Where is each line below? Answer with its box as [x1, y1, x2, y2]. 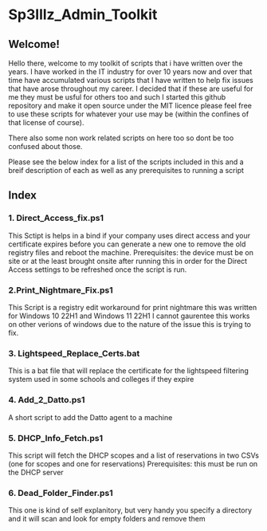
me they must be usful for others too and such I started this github [8, 92, 226, 101]
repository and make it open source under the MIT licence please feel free [8, 101, 253, 110]
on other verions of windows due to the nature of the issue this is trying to [8, 319, 251, 328]
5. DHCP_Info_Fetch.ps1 [8, 432, 104, 443]
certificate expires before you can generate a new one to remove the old [8, 239, 246, 249]
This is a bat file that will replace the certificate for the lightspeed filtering [8, 366, 249, 376]
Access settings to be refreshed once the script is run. [8, 265, 187, 274]
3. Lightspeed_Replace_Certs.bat [8, 348, 140, 359]
